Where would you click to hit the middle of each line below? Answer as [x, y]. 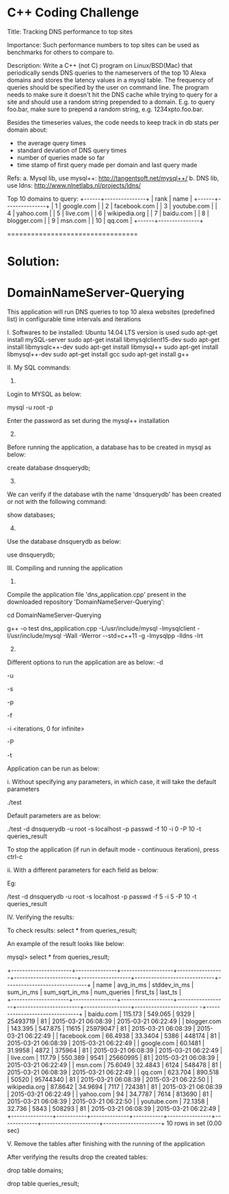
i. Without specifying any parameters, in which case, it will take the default [112, 782]
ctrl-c [15, 857]
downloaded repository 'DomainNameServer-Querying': [86, 602]
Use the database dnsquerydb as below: [64, 541]
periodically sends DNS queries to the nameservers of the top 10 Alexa [107, 73]
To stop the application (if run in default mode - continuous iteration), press [113, 850]
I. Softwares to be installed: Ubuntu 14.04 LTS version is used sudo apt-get [112, 332]
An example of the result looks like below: [66, 944]
